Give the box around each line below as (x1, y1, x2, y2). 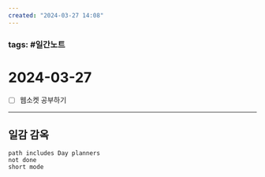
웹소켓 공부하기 (19, 95, 67, 105)
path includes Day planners (8, 149, 101, 157)
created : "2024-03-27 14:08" (8, 11, 104, 20)
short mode (8, 163, 44, 171)
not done (8, 157, 37, 164)
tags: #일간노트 (8, 39, 65, 50)
